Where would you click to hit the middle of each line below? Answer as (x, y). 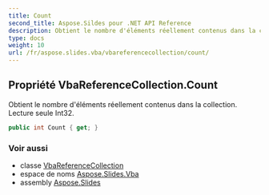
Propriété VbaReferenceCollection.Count (113, 85)
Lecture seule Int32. (41, 113)
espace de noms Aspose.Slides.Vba (79, 173)
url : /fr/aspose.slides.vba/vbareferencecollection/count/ (109, 53)
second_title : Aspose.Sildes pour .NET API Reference (100, 23)
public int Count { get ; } (53, 127)
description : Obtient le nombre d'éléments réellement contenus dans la (132, 30)
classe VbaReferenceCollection (72, 165)
